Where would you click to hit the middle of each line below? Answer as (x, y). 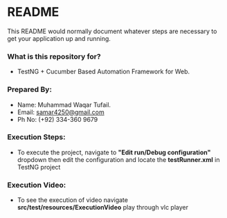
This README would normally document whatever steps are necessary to (112, 31)
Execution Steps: (36, 137)
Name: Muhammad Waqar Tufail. (64, 105)
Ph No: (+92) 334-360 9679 (57, 119)
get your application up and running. (59, 38)
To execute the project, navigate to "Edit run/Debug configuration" (114, 152)
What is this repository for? (54, 56)
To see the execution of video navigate (72, 200)
